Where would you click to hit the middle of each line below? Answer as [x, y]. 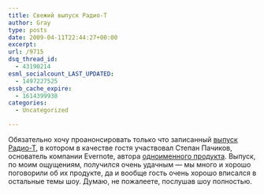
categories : [28, 103]
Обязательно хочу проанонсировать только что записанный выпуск [123, 139]
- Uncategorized [42, 111]
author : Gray [30, 23]
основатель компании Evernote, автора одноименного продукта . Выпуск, [132, 156]
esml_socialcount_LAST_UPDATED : [61, 74]
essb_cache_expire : [40, 88]
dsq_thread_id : [33, 60]
